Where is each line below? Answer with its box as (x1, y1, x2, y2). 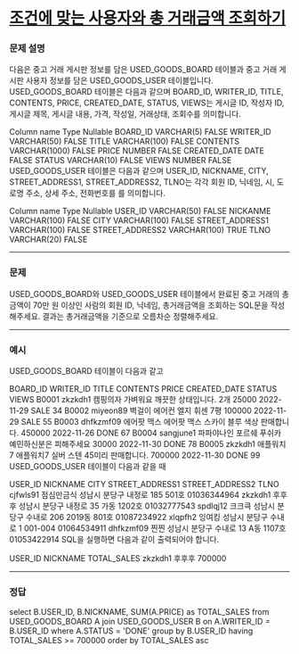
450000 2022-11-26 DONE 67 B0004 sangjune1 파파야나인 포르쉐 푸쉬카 (20, 427, 282, 438)
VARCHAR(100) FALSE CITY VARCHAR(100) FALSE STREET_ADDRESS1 (9, 215, 270, 226)
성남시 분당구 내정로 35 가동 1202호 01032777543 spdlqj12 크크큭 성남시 (18, 501, 276, 511)
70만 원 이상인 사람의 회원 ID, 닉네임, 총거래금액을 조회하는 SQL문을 (32, 300, 269, 310)
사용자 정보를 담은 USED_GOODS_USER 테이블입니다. (25, 75, 214, 86)
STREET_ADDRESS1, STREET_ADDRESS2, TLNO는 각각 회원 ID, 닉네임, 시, (9, 177, 275, 187)
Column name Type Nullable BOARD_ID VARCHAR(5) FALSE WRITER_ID (9, 127, 271, 137)
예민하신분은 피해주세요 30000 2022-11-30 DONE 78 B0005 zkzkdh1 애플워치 (9, 439, 287, 450)
